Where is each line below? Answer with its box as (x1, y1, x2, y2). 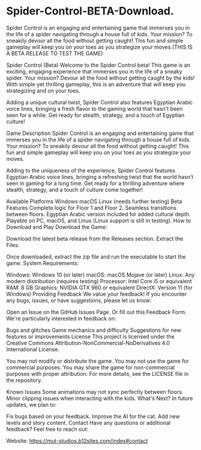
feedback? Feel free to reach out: (6, 425, 89, 433)
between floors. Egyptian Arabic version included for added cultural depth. (6, 210, 191, 217)
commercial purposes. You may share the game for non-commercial (6, 363, 175, 371)
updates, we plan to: (6, 401, 57, 408)
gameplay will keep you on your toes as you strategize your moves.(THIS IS (6, 43, 193, 51)
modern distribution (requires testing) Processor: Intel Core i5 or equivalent (6, 277, 192, 284)
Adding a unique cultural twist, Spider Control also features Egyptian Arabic (6, 98, 193, 106)
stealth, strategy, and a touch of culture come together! (6, 186, 143, 193)
